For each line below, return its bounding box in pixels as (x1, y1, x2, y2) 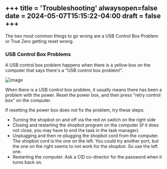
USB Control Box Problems (5, 50, 71, 57)
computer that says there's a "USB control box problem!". (5, 67, 123, 73)
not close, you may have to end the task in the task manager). (12, 127, 140, 133)
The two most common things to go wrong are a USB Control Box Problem (5, 32, 158, 39)
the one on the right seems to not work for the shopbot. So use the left (12, 143, 158, 149)
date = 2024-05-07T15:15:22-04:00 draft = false (5, 12, 161, 20)
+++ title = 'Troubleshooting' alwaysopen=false (5, 4, 158, 12)
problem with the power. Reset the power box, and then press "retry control (5, 92, 161, 98)
